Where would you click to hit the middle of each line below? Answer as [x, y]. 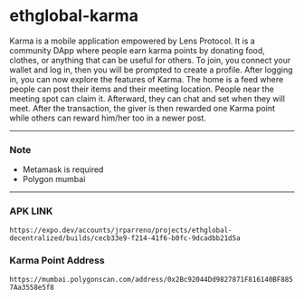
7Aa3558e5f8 [32, 287]
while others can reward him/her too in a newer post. [108, 118]
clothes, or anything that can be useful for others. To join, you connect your [150, 60]
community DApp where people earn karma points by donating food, [137, 50]
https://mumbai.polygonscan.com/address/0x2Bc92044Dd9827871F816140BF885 [152, 279]
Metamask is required [63, 169]
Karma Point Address [57, 261]
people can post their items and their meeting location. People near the [142, 89]
